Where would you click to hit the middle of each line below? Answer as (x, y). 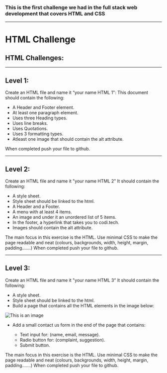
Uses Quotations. (30, 129)
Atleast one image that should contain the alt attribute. (68, 139)
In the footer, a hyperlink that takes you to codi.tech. (66, 222)
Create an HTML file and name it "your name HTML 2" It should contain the (82, 181)
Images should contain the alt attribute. (52, 227)
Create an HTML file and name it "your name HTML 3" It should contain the (82, 280)
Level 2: (18, 169)
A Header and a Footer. (36, 206)
